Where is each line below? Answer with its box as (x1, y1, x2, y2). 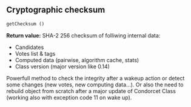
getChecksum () (6, 21, 45, 27)
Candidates (15, 44, 44, 51)
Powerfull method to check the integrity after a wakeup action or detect (6, 74, 185, 82)
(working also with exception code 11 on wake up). (6, 94, 132, 101)
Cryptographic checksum (6, 5, 106, 15)
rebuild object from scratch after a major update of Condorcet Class (6, 87, 176, 94)
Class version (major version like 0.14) (15, 63, 110, 70)
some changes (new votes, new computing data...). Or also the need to (6, 81, 184, 88)
